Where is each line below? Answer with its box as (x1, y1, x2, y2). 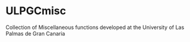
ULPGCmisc (5, 4, 66, 18)
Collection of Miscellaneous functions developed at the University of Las (5, 24, 185, 31)
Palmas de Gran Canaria (5, 30, 65, 37)
